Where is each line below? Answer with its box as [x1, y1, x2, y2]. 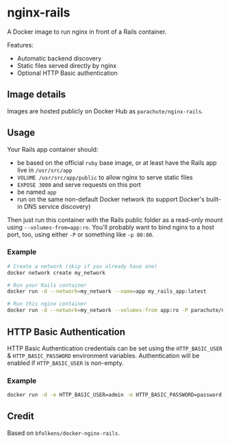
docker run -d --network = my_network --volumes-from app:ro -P [7, 307, 188, 314]
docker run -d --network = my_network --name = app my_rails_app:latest [7, 288, 207, 295]
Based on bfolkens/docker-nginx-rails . [7, 428, 120, 437]
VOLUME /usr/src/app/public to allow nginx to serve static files [16, 173, 193, 181]
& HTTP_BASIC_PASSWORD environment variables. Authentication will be [7, 351, 200, 359]
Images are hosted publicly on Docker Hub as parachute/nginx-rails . [7, 107, 204, 115]
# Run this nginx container [7, 300, 88, 307]
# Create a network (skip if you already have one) [7, 263, 157, 269]
